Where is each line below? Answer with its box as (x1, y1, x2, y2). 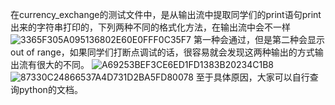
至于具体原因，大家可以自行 (195, 71, 310, 83)
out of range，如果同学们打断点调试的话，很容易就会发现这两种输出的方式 (10, 46, 315, 58)
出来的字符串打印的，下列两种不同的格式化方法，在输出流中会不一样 (10, 21, 291, 33)
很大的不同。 (36, 59, 90, 70)
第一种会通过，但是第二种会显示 (193, 34, 325, 45)
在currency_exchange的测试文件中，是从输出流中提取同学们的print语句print (10, 9, 322, 20)
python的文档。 (18, 84, 83, 95)
